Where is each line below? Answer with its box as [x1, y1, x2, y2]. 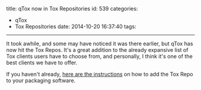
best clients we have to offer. [6, 59, 78, 66]
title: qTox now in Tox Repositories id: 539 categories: [6, 5, 138, 12]
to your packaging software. [6, 77, 76, 84]
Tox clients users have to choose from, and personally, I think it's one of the [6, 53, 193, 60]
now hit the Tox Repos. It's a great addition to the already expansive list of [6, 46, 188, 53]
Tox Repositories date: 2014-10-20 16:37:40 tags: [14, 23, 136, 30]
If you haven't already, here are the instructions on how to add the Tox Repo [6, 71, 193, 77]
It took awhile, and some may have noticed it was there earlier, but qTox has [6, 40, 193, 47]
